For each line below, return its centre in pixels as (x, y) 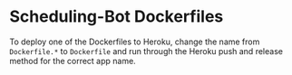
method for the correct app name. (73, 61)
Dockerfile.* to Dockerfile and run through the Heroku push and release (146, 51)
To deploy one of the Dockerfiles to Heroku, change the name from (135, 42)
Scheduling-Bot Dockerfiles (117, 17)
